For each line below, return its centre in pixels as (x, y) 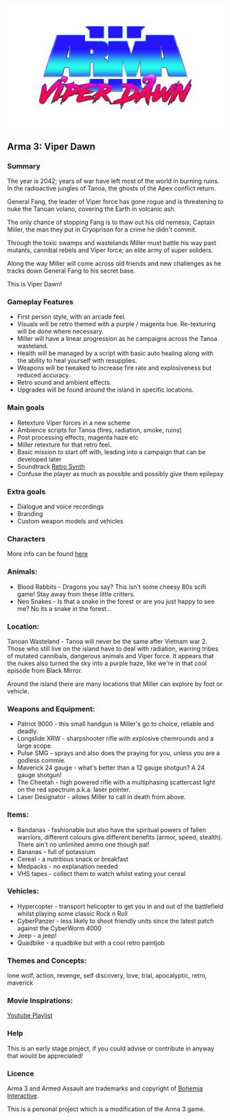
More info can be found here (47, 554)
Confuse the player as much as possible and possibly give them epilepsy (120, 473)
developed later (39, 459)
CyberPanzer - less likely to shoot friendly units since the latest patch (115, 921)
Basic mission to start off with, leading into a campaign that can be (111, 451)
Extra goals (26, 491)
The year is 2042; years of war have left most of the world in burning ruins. (113, 181)
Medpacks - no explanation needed (67, 866)
